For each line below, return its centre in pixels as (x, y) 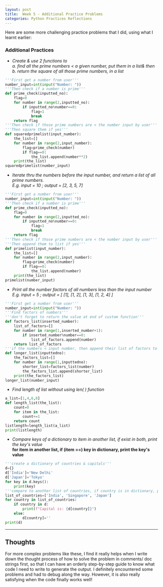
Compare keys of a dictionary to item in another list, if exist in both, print (85, 439)
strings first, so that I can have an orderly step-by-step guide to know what (80, 564)
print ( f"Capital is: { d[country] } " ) (59, 509)
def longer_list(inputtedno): (36, 353)
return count (27, 421)
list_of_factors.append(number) (64, 340)
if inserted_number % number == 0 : (54, 335)
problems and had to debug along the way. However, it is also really (73, 574)
